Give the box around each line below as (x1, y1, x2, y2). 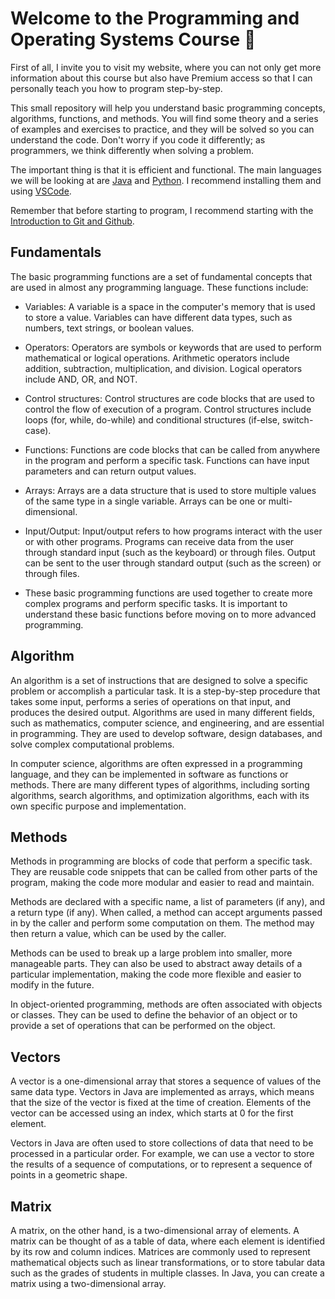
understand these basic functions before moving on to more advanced (24, 608, 317, 620)
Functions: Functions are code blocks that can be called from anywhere (24, 443, 321, 456)
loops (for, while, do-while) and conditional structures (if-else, (24, 413, 280, 426)
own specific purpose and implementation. (10, 800, 187, 812)
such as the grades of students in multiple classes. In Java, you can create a (10, 1267, 325, 1279)
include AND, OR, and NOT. (24, 373, 138, 385)
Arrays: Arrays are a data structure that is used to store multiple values (24, 484, 317, 496)
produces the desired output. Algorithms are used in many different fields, (10, 706, 316, 718)
